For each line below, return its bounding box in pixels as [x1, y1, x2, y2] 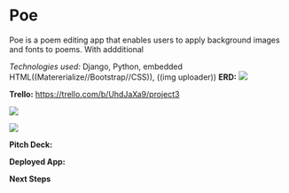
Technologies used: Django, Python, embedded [9, 61, 184, 72]
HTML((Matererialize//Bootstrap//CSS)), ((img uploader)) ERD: [9, 72, 237, 82]
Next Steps [9, 174, 51, 184]
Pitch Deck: [9, 139, 53, 150]
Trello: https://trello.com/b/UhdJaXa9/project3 [9, 89, 180, 99]
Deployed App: [9, 156, 66, 166]
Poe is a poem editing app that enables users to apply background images [9, 35, 281, 45]
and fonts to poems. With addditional [9, 43, 144, 54]
